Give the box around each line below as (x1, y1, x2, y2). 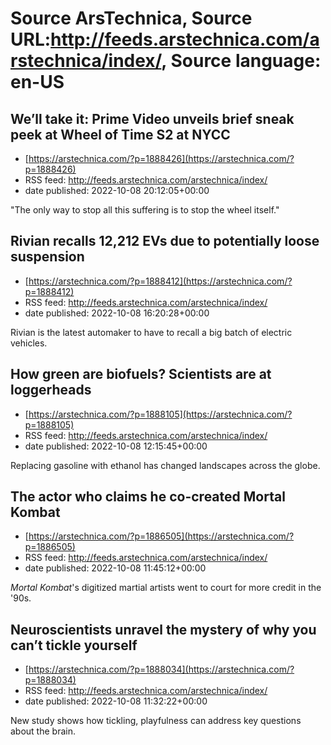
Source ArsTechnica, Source (10, 7, 253, 30)
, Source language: (161, 50, 322, 72)
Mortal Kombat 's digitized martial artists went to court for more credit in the (10, 582, 322, 594)
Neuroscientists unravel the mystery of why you (10, 621, 317, 638)
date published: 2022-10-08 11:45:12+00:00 (24, 562, 207, 574)
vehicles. (10, 337, 48, 349)
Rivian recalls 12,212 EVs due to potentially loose (10, 233, 320, 250)
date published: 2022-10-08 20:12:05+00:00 (24, 185, 210, 196)
